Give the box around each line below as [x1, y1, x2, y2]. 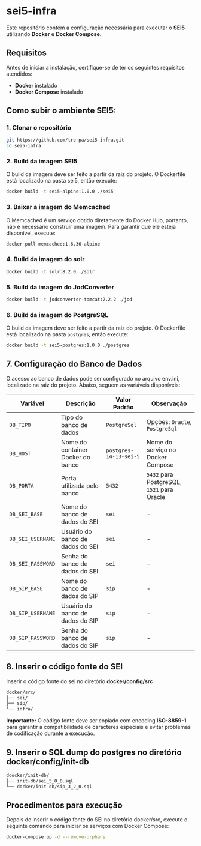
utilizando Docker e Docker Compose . [6, 30, 102, 37]
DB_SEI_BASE [9, 510, 44, 518]
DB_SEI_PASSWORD [9, 560, 56, 567]
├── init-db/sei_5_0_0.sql [6, 778, 74, 784]
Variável [20, 399, 45, 408]
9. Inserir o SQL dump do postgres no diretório [6, 747, 182, 757]
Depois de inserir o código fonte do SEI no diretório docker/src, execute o [6, 816, 188, 823]
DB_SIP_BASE [9, 585, 44, 592]
